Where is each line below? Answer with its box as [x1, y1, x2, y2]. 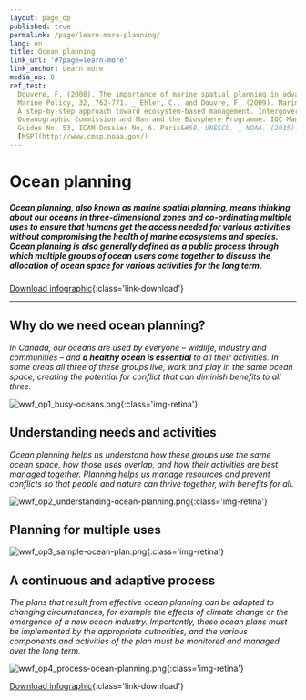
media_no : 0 [9, 73, 55, 82]
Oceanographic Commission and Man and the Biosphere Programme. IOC [17, 115, 283, 124]
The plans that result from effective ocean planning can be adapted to [9, 597, 275, 608]
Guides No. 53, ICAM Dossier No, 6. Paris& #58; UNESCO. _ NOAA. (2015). [17, 124, 300, 133]
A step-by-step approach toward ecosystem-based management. [17, 107, 255, 116]
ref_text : [9, 81, 47, 90]
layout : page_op [9, 13, 71, 23]
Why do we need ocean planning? [9, 318, 206, 334]
